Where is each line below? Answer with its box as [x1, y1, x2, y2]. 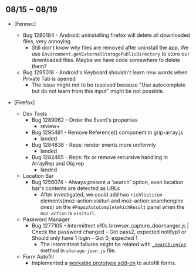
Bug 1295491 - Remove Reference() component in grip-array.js [31, 129, 184, 136]
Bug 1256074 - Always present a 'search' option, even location [31, 178, 183, 185]
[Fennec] [13, 20, 36, 27]
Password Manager [22, 216, 70, 223]
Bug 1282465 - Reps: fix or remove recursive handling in [31, 153, 168, 160]
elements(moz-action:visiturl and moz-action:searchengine [40, 197, 184, 204]
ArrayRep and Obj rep [31, 160, 85, 167]
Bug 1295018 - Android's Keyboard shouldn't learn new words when [22, 68, 188, 75]
